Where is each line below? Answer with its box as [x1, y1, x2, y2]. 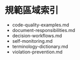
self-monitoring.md [12, 38, 53, 44]
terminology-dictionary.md [12, 43, 68, 49]
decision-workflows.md [12, 33, 62, 39]
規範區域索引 [5, 5, 59, 16]
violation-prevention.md [12, 49, 63, 55]
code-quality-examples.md [12, 21, 69, 28]
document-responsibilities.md [12, 27, 75, 33]
